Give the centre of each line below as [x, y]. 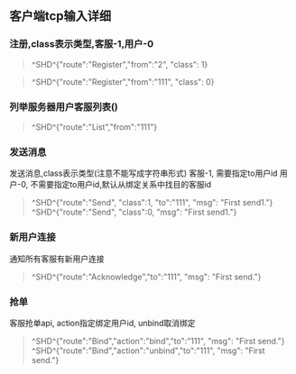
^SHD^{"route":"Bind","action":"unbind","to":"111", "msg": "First [148, 351]
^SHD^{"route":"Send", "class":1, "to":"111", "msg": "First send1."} [152, 203]
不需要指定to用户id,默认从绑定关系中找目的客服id [121, 185]
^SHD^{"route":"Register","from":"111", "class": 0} [123, 82]
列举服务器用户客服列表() [64, 106]
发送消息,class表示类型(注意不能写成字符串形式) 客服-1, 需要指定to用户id [143, 173]
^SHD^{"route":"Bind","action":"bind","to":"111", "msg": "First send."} [158, 341]
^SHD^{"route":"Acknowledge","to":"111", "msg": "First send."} [146, 277]
